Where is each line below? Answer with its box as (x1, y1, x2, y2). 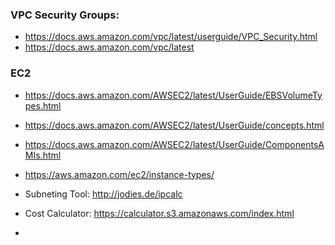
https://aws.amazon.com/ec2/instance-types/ (24, 168, 215, 180)
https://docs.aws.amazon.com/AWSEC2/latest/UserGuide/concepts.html (24, 119, 325, 131)
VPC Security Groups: (10, 8, 120, 22)
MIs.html (24, 149, 62, 161)
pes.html (24, 99, 62, 112)
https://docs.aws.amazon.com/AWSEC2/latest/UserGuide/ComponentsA (24, 138, 325, 150)
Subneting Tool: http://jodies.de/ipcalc (24, 188, 183, 200)
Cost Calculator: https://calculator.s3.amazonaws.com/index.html (24, 207, 295, 219)
